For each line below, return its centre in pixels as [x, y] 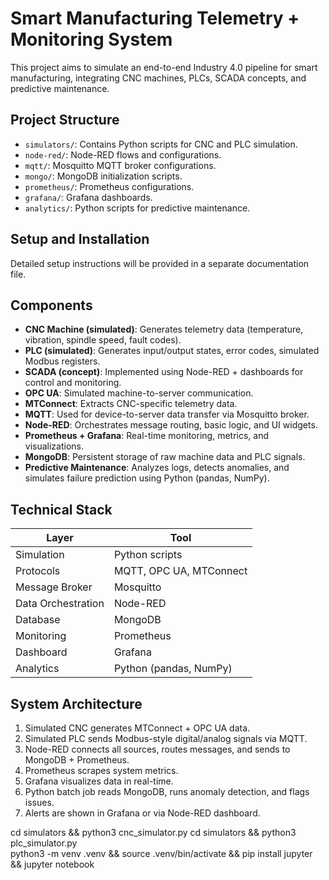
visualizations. [54, 446]
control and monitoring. [73, 383]
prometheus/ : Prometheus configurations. [109, 186]
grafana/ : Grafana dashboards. [88, 197]
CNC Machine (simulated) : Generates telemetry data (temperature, [164, 329]
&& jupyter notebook [52, 864]
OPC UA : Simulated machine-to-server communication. [139, 393]
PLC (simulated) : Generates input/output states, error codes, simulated [172, 351]
